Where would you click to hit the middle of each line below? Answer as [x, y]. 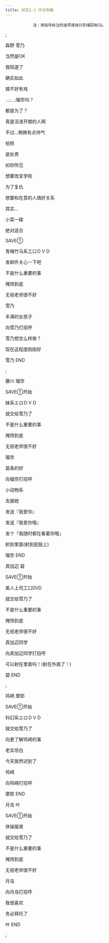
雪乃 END [15, 360]
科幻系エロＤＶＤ [23, 717]
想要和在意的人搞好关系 [30, 197]
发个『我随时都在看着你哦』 [35, 533]
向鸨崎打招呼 [19, 783]
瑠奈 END [15, 555]
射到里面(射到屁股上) [27, 544]
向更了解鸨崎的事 [23, 739]
